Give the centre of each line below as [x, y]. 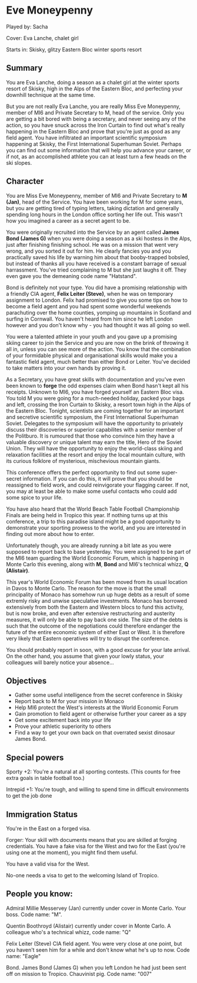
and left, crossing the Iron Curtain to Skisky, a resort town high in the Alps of [98, 404]
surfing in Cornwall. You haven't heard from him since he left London [90, 319]
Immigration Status [42, 814]
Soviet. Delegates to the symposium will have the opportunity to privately [95, 423]
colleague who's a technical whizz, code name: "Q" [69, 932]
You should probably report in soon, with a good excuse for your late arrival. [98, 649]
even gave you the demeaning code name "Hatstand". [71, 276]
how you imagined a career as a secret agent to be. [69, 221]
